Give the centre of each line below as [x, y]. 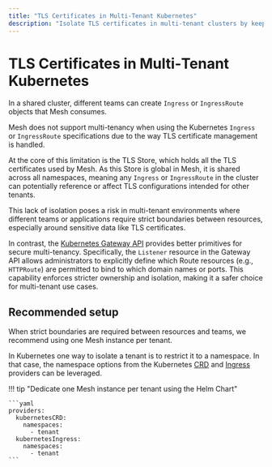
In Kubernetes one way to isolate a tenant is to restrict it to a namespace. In [134, 356]
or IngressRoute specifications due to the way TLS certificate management [133, 136]
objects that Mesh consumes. [58, 112]
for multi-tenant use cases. [53, 287]
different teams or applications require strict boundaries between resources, [136, 219]
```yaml [21, 404]
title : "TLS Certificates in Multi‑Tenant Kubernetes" [103, 16]
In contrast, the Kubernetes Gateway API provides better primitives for [125, 243]
